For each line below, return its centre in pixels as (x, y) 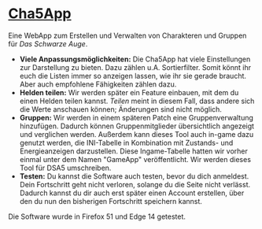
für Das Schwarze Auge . (48, 43)
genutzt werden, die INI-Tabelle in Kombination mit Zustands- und (126, 142)
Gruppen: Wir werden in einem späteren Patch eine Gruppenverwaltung (137, 117)
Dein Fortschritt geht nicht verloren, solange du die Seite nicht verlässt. (135, 184)
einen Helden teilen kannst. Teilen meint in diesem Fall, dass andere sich (137, 101)
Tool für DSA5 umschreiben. (65, 168)
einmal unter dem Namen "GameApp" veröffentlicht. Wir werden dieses (135, 159)
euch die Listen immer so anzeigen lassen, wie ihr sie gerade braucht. (133, 76)
